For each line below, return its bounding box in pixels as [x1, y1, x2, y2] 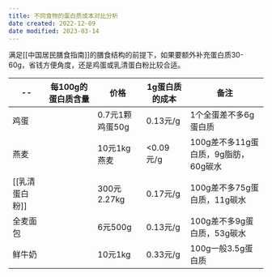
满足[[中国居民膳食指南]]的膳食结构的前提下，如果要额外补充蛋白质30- [8, 50, 244, 60]
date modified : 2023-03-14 [8, 27, 100, 35]
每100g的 [50, 82, 88, 93]
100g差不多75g [189, 182, 251, 194]
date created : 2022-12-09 [8, 19, 96, 28]
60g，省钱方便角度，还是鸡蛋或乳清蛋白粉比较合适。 [8, 60, 185, 70]
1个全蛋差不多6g [189, 109, 255, 121]
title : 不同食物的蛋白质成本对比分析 [8, 11, 119, 20]
